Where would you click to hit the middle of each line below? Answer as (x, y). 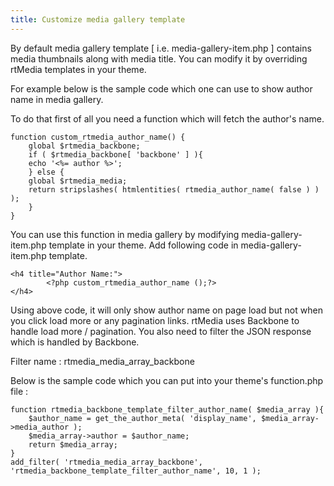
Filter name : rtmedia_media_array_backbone (102, 361)
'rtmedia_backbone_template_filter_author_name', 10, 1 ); (136, 471)
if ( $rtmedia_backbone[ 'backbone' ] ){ (115, 154)
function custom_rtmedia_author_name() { (98, 137)
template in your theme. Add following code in (143, 245)
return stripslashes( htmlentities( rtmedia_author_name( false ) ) (174, 189)
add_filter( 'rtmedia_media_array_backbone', (106, 462)
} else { (46, 172)
